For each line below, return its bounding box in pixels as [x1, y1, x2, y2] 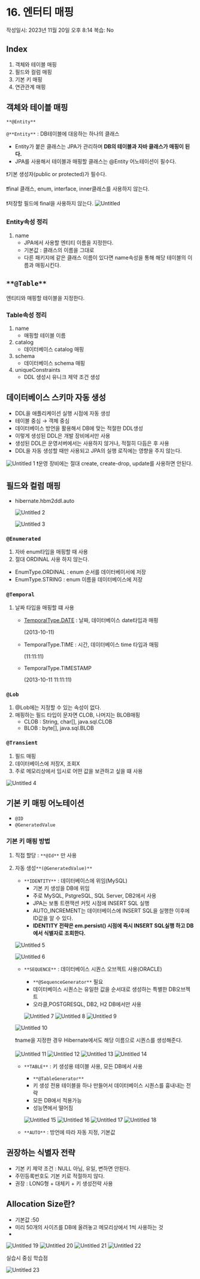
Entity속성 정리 [6, 218, 48, 226]
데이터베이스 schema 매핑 [23, 359, 86, 366]
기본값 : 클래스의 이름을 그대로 [23, 246, 95, 253]
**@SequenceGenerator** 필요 [32, 978, 104, 985]
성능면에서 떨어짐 [32, 1104, 74, 1111]
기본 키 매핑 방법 [6, 836, 50, 845]
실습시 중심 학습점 [6, 1254, 48, 1261]
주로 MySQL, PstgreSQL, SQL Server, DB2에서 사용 [32, 892, 157, 899]
